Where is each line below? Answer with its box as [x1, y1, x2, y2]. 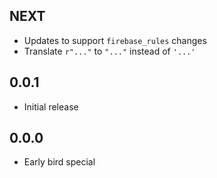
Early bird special [23, 156, 96, 168]
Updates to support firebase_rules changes [23, 34, 207, 46]
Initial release [23, 100, 79, 113]
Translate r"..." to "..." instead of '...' [23, 45, 196, 57]
